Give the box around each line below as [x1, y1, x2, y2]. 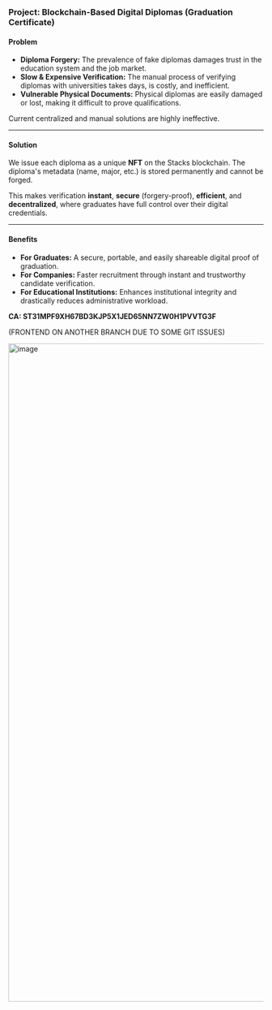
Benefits [8, 234, 38, 244]
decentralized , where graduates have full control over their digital [8, 200, 228, 209]
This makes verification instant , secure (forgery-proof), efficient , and [8, 191, 242, 201]
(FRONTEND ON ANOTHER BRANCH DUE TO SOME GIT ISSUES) [8, 327, 225, 337]
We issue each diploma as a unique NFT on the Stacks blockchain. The [8, 158, 245, 168]
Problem [8, 37, 38, 46]
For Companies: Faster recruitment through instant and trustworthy [19, 270, 246, 279]
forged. [8, 175, 33, 185]
